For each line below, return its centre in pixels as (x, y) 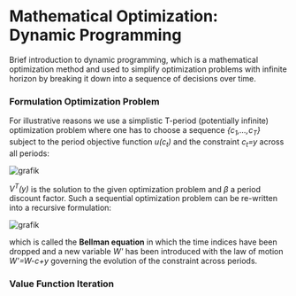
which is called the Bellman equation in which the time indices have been (143, 242)
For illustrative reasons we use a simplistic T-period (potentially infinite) (139, 121)
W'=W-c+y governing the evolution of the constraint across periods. (133, 261)
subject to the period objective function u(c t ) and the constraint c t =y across (147, 143)
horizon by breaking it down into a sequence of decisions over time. (133, 78)
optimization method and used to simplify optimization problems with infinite (148, 69)
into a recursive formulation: (61, 208)
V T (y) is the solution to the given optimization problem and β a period (135, 188)
